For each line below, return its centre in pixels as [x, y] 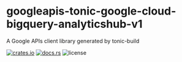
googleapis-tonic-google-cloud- [91, 11]
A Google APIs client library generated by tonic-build [73, 41]
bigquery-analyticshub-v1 [74, 24]
